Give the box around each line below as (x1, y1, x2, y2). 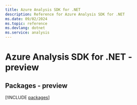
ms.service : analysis (5, 30, 50, 35)
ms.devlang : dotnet (5, 26, 46, 31)
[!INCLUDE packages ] (5, 95, 50, 100)
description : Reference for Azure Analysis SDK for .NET (5, 12, 125, 17)
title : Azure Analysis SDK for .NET (5, 7, 81, 12)
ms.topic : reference (5, 21, 48, 26)
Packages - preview (5, 81, 68, 90)
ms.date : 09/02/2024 (5, 16, 48, 21)
